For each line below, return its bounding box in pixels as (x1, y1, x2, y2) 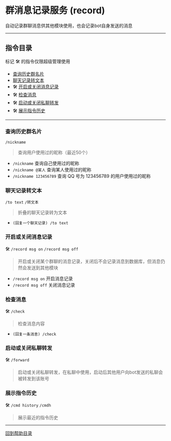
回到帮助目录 (5, 430, 32, 436)
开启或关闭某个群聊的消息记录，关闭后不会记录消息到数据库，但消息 (17, 258, 161, 264)
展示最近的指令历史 (17, 414, 59, 421)
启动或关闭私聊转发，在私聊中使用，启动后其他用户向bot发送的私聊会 (17, 369, 163, 376)
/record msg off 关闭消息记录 (12, 282, 75, 288)
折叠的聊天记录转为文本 (17, 210, 67, 216)
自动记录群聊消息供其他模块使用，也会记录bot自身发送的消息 (5, 22, 133, 29)
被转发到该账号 (17, 376, 49, 382)
